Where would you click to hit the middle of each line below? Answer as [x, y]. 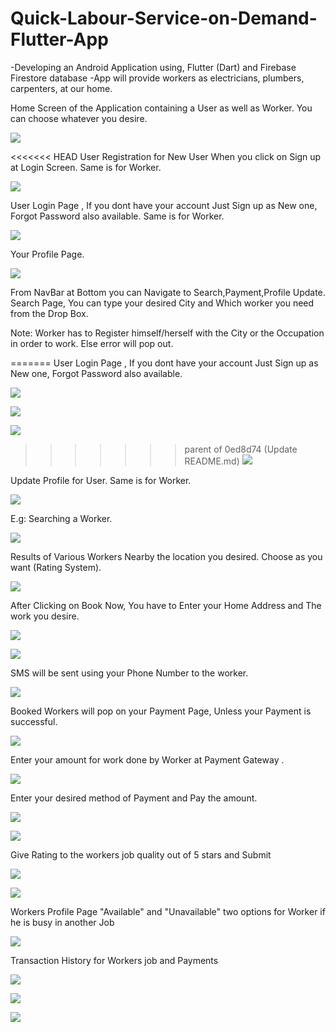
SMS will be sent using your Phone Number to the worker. [129, 673]
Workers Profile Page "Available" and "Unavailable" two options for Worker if [168, 911]
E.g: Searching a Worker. [61, 518]
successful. [34, 721]
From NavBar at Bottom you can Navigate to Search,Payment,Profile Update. [168, 292]
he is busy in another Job [62, 922]
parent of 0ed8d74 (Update [241, 449]
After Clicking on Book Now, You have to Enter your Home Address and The [166, 605]
